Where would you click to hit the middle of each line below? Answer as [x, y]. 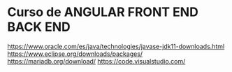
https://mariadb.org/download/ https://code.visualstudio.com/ [96, 61]
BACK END [39, 27]
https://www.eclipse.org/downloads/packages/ [75, 54]
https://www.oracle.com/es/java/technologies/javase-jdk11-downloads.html [116, 46]
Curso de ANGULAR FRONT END [103, 12]
